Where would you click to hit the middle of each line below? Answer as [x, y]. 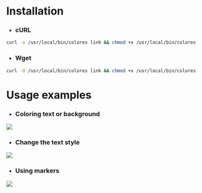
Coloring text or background [57, 114]
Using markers [37, 171]
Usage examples [49, 95]
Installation [35, 11]
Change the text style [47, 142]
